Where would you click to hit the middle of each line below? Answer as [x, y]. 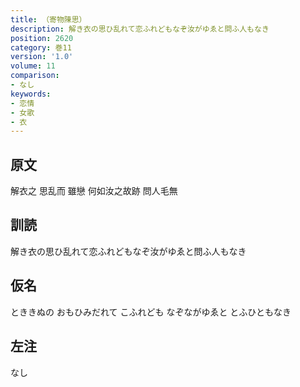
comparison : [35, 76]
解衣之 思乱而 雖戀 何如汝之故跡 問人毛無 [94, 191]
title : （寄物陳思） [48, 19]
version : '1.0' [42, 57]
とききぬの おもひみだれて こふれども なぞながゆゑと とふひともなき [151, 312]
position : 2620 [42, 38]
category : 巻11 [41, 47]
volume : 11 [33, 66]
